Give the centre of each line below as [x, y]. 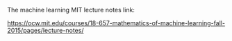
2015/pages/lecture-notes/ [45, 30]
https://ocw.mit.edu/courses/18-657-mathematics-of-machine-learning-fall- [116, 23]
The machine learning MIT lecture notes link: [71, 10]
